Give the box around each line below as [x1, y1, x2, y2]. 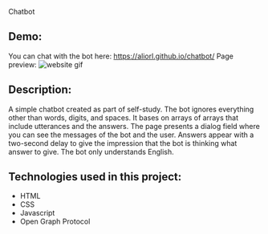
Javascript [19, 208, 55, 218]
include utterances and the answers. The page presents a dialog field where [8, 121, 261, 131]
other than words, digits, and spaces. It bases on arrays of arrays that [8, 112, 239, 123]
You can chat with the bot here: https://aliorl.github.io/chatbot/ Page [8, 51, 234, 61]
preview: [8, 59, 38, 69]
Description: [8, 83, 72, 97]
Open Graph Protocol [19, 216, 91, 227]
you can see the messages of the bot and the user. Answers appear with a [8, 130, 254, 139]
